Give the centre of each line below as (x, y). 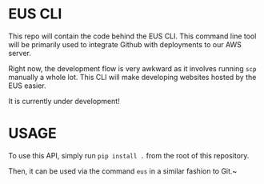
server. (20, 53)
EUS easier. (27, 86)
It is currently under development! (64, 101)
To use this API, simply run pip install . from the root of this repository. (129, 155)
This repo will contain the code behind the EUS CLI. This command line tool (132, 36)
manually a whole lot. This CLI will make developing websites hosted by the (132, 77)
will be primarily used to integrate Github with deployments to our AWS (125, 44)
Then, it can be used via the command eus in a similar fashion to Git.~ (123, 171)
